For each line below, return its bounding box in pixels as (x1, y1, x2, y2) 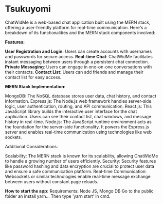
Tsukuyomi (5, 3, 51, 15)
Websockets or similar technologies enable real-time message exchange (5, 173, 151, 179)
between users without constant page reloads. (5, 178, 99, 185)
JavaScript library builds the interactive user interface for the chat (5, 108, 137, 114)
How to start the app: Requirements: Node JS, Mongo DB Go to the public (5, 188, 154, 194)
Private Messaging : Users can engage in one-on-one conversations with (5, 64, 152, 70)
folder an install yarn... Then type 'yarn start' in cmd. (5, 193, 110, 199)
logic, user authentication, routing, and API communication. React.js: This (5, 103, 152, 109)
